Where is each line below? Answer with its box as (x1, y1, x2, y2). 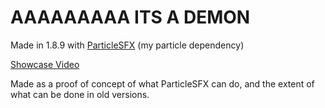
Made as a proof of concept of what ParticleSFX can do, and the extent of (10, 77, 315, 90)
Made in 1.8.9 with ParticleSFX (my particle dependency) (10, 39, 245, 51)
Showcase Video (10, 58, 80, 70)
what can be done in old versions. (10, 88, 150, 100)
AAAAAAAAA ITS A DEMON (10, 6, 251, 29)
